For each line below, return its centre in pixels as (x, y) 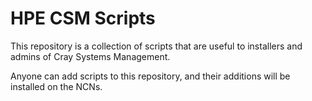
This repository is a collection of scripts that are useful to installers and (156, 46)
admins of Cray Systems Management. (90, 56)
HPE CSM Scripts (83, 18)
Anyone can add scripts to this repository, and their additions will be (150, 76)
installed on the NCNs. (56, 86)
